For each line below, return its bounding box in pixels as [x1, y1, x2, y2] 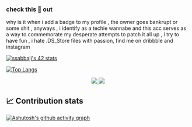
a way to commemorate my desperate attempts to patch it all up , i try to [6, 31, 180, 38]
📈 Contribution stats [6, 96, 83, 106]
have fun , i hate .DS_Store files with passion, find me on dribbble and [6, 37, 173, 44]
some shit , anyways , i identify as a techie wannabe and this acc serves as [6, 25, 187, 32]
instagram [6, 43, 30, 50]
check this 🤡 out [6, 5, 53, 13]
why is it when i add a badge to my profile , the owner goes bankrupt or [6, 19, 178, 26]
